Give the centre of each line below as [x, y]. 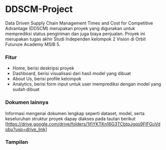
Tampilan [17, 142]
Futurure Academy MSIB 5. [33, 44]
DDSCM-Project [39, 9]
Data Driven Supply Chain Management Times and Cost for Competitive [79, 23]
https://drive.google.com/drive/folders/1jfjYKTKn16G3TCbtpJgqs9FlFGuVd [84, 124]
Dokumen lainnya [27, 102]
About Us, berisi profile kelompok [47, 79]
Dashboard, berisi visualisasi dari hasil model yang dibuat [71, 73]
